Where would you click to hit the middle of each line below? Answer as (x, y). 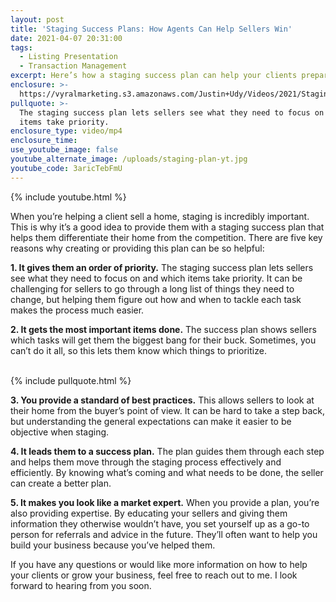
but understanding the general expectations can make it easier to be (151, 421)
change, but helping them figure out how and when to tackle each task (156, 299)
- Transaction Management (73, 66)
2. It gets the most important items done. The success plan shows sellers (163, 329)
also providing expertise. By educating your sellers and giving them (149, 513)
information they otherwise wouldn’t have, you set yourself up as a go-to (160, 523)
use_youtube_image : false (64, 150)
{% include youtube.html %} (68, 197)
